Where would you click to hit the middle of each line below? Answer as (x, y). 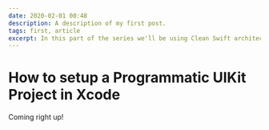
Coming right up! (36, 117)
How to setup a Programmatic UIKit (127, 78)
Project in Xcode (64, 95)
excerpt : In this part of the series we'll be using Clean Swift (119, 38)
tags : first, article (44, 30)
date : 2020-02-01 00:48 (48, 16)
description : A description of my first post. (87, 23)
